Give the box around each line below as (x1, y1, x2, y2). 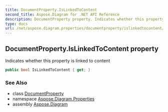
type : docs (5, 21, 28, 26)
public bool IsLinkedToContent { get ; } (5, 67, 91, 72)
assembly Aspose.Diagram (12, 101, 68, 107)
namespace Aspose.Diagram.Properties (12, 96, 95, 102)
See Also (5, 79, 27, 86)
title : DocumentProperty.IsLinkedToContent (5, 7, 97, 12)
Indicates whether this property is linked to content (5, 57, 110, 63)
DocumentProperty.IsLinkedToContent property (5, 44, 159, 53)
